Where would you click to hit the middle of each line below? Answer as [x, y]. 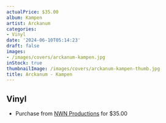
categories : [21, 29]
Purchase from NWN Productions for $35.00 [71, 114]
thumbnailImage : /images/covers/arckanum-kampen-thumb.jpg [83, 69]
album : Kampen [25, 18]
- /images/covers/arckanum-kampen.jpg [56, 57]
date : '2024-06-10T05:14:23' [43, 40]
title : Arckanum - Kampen [39, 74]
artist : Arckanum [28, 23]
